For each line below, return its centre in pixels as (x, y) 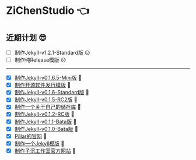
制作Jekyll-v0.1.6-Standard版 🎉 (52, 93)
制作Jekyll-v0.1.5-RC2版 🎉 (46, 99)
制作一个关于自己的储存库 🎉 (48, 107)
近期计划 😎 (26, 38)
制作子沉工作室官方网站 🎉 (45, 151)
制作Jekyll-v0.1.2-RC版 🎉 (44, 114)
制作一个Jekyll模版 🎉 (39, 143)
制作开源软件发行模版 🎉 (43, 85)
